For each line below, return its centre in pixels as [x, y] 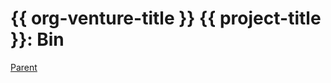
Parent [24, 67]
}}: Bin [37, 39]
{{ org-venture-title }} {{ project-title [166, 18]
